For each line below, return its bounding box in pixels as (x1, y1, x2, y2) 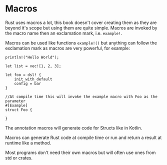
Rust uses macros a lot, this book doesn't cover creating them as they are (5, 19, 157, 25)
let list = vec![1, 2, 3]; (5, 63, 61, 68)
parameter (5, 98, 26, 103)
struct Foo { (5, 107, 32, 112)
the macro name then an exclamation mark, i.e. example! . (5, 30, 122, 36)
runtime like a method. (5, 139, 51, 145)
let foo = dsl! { (5, 72, 41, 77)
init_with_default (14, 76, 52, 81)
